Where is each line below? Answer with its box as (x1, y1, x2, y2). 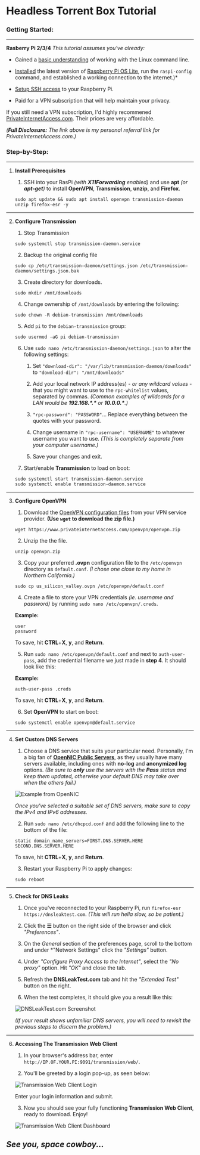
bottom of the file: (23, 826, 68, 833)
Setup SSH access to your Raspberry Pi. (14, 85, 114, 93)
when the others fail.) (23, 779, 76, 786)
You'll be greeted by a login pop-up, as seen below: (23, 1069, 151, 1077)
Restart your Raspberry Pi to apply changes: (23, 865, 133, 872)
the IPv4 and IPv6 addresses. (14, 808, 87, 815)
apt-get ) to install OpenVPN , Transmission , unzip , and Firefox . (23, 185, 180, 192)
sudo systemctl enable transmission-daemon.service (14, 481, 146, 487)
